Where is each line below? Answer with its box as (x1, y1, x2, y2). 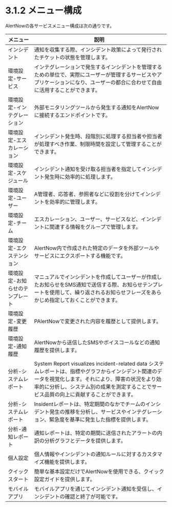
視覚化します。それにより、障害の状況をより (49, 375, 157, 383)
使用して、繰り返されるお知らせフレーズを (49, 289, 152, 296)
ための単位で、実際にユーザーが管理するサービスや (34, 71, 157, 78)
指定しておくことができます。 (49, 296, 121, 304)
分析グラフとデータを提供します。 (44, 437, 126, 444)
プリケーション (34, 79, 70, 86)
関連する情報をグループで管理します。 (49, 223, 141, 230)
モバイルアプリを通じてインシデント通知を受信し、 (34, 485, 158, 492)
